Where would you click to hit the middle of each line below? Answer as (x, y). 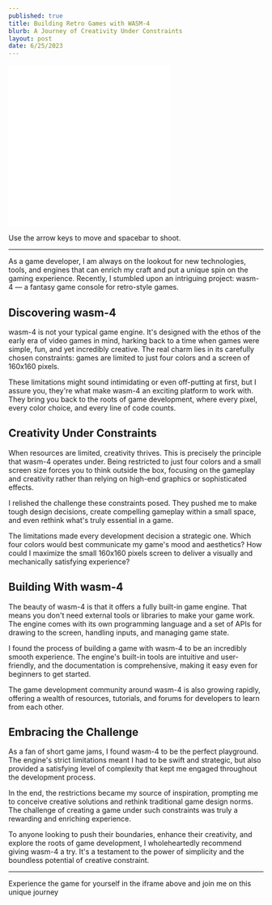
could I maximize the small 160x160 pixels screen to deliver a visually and (131, 553)
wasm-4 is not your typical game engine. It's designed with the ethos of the (135, 332)
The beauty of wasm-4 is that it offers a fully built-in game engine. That (127, 606)
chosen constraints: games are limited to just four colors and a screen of (130, 358)
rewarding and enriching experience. (70, 819)
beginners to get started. (50, 673)
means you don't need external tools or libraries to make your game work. (132, 615)
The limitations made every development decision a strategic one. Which (130, 536)
